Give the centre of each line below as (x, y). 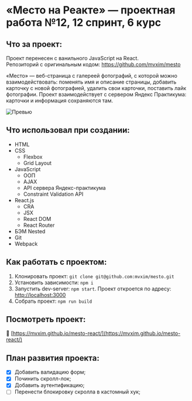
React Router (39, 225)
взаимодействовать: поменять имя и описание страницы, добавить (91, 82)
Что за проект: (34, 44)
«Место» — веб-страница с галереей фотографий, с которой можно (92, 76)
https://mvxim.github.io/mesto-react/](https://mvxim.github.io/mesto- (97, 333)
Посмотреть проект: (46, 319)
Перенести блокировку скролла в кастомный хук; (77, 392)
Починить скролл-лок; (43, 379)
